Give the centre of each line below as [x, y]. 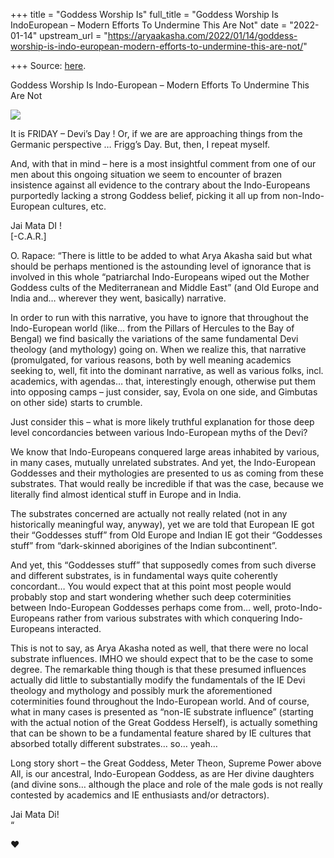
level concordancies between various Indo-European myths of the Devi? [159, 432]
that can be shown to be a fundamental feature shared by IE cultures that [161, 733]
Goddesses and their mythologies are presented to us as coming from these [167, 473]
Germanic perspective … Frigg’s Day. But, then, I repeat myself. [140, 144]
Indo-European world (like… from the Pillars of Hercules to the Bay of [152, 328]
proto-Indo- [298, 607]
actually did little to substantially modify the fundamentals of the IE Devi [158, 680]
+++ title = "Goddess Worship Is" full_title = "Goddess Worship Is [144, 14]
